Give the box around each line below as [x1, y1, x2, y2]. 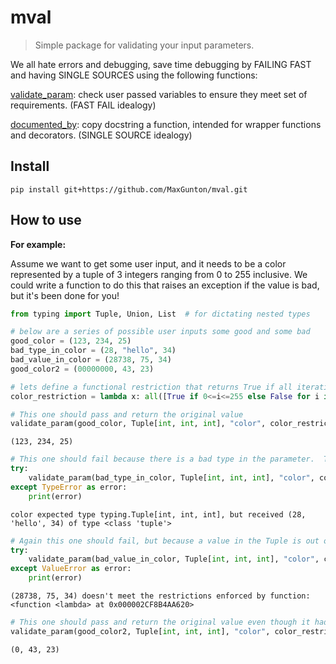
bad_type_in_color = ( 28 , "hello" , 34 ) [10, 346, 177, 356]
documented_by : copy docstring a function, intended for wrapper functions [10, 118, 322, 130]
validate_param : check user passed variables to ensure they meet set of [10, 88, 308, 100]
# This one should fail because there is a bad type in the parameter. [10, 454, 315, 465]
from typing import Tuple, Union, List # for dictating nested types [10, 309, 311, 319]
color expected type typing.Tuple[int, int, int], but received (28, [10, 509, 307, 520]
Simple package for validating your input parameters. [34, 39, 255, 51]
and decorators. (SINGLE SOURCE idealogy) [10, 129, 193, 141]
